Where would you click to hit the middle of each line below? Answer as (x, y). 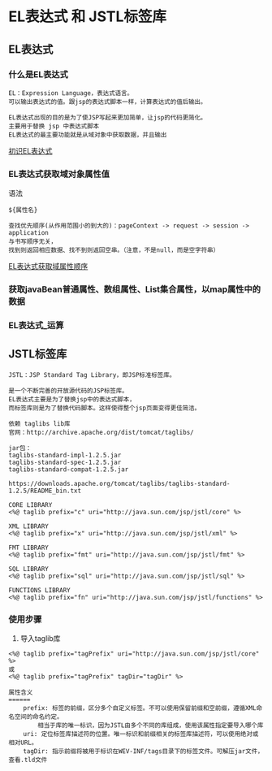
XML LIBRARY (28, 526)
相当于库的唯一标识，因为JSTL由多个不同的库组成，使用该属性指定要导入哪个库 (151, 726)
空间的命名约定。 (39, 717)
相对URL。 (23, 743)
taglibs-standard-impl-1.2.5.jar (65, 455)
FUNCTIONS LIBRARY (39, 590)
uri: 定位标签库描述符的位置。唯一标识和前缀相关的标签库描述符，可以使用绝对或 (141, 734)
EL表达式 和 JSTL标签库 (88, 17)
